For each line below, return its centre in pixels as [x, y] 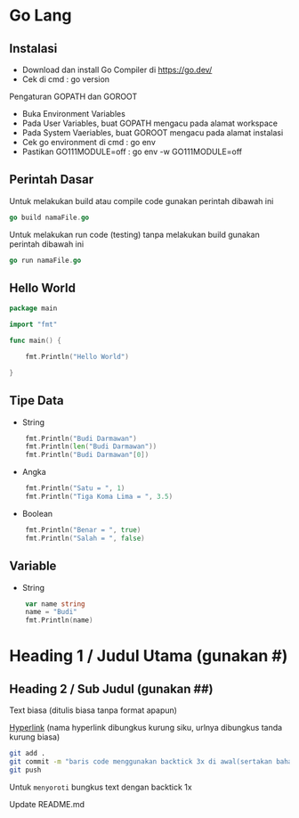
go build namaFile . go [49, 217]
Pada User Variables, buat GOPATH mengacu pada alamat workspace [150, 123]
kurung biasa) [35, 737]
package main [33, 308]
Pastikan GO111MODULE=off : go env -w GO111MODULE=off [132, 151]
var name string [56, 604]
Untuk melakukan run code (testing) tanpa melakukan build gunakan [134, 234]
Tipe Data [36, 401]
